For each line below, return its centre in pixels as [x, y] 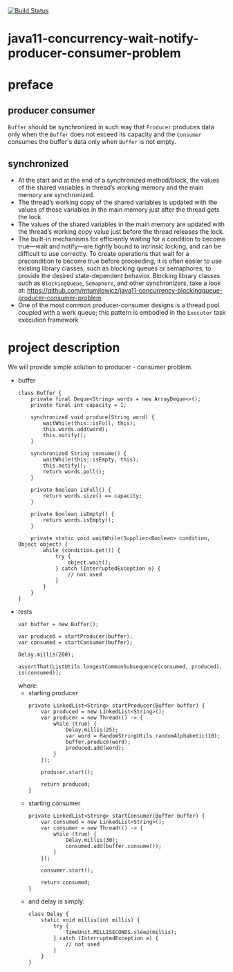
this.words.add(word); [76, 429]
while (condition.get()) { [82, 550]
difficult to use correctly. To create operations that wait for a [103, 254]
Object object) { [43, 544]
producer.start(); [67, 772]
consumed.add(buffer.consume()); [113, 846]
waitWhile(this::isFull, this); [90, 423]
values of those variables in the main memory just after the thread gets [119, 210]
